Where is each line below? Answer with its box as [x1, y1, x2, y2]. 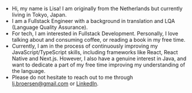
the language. [11, 68, 46, 74]
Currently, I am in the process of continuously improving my [11, 42, 158, 49]
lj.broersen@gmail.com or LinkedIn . [11, 80, 99, 87]
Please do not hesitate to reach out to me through [11, 74, 133, 81]
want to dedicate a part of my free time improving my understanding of [11, 61, 185, 68]
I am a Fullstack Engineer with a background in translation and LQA [11, 18, 175, 24]
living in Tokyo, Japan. [11, 11, 67, 18]
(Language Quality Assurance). [11, 24, 88, 31]
